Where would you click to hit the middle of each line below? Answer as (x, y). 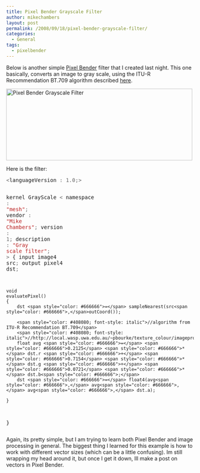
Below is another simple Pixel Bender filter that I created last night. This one (99, 67)
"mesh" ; (17, 209)
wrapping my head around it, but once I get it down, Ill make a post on (92, 458)
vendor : (19, 215)
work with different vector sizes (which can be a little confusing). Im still (94, 452)
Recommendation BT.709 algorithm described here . (69, 80)
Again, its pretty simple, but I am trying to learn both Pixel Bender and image (100, 439)
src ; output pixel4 (35, 263)
